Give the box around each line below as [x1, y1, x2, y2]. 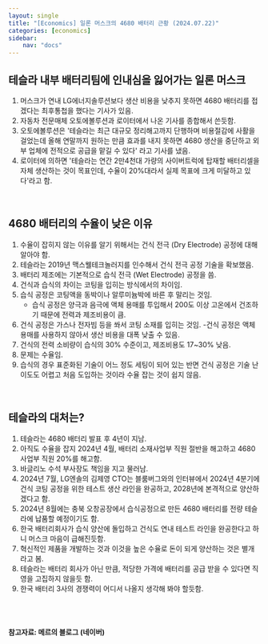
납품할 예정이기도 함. [34, 514, 100, 523]
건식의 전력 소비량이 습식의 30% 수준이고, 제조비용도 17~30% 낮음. [19, 339, 231, 349]
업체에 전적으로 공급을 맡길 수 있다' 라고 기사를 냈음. [28, 146, 190, 155]
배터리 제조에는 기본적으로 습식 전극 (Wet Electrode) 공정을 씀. [19, 270, 217, 279]
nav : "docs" [22, 42, 62, 50]
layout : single [8, 11, 59, 20]
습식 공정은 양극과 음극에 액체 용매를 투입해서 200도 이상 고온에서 [31, 299, 238, 309]
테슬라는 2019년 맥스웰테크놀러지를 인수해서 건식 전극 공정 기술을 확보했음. [19, 259, 254, 269]
